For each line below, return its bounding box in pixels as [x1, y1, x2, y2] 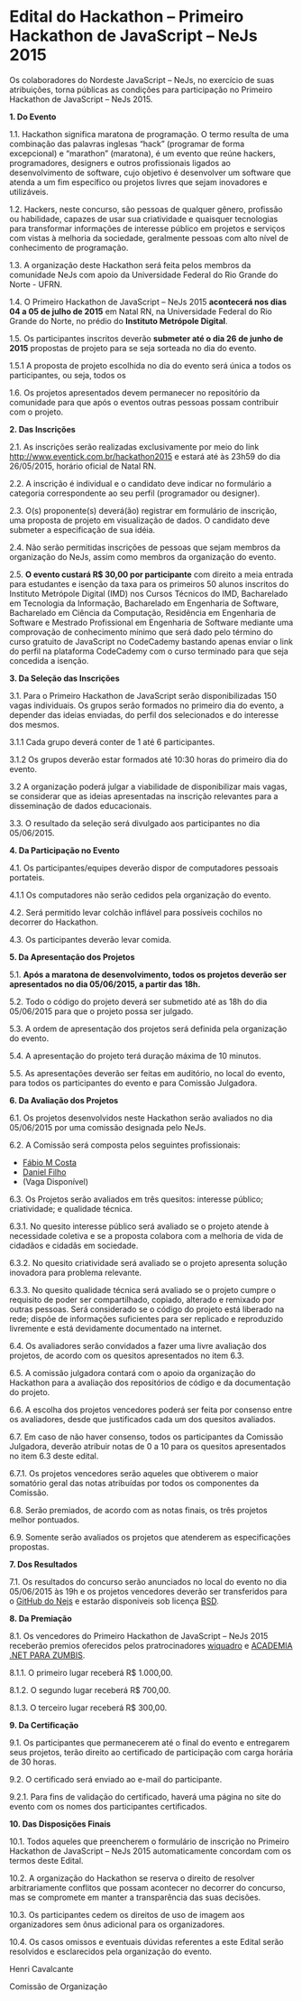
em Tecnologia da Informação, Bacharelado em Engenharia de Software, [9, 598, 279, 609]
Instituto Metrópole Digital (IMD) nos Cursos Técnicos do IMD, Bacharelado [9, 588, 288, 599]
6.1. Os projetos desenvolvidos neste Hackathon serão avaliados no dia [9, 1112, 273, 1123]
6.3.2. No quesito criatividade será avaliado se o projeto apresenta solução [9, 1257, 288, 1268]
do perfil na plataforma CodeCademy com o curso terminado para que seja [9, 646, 288, 656]
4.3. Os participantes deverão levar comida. [9, 934, 172, 945]
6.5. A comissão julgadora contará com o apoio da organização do [9, 1367, 256, 1378]
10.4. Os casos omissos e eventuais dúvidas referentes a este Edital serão [9, 1936, 284, 1947]
